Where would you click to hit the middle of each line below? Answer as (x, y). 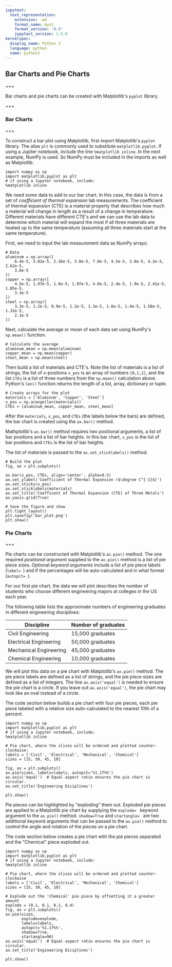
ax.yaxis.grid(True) (27, 498)
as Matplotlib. (20, 162)
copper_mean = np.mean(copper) (39, 353)
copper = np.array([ (27, 279)
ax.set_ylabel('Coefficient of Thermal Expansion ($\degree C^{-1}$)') (83, 480)
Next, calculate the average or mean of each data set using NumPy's (78, 329)
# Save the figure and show (35, 506)
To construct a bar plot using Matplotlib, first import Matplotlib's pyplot (80, 140)
